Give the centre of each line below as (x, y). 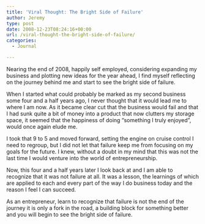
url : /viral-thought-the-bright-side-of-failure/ (71, 35)
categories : (21, 41)
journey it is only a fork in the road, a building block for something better (97, 208)
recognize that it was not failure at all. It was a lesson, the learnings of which (103, 176)
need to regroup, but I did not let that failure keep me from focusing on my (100, 145)
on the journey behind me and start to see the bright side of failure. (91, 82)
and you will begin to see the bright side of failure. (69, 214)
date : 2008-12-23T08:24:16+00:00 (49, 29)
